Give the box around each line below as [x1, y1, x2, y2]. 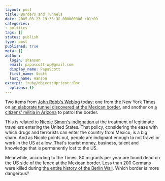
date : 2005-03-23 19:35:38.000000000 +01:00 [5, 16, 98, 21]
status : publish [5, 35, 38, 40]
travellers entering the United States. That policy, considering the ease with [5, 124, 158, 130]
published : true [5, 44, 38, 49]
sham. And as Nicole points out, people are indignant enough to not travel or [5, 134, 160, 141]
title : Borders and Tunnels [5, 12, 63, 17]
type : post [5, 39, 28, 44]
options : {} [9, 85, 34, 90]
